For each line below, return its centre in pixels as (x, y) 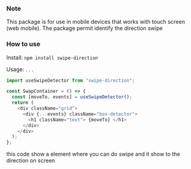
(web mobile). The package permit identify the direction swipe (85, 28)
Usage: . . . (20, 69)
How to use (23, 44)
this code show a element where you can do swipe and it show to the (93, 154)
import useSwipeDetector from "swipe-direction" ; (71, 81)
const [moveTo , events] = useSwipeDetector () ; (72, 97)
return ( (23, 103)
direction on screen (31, 160)
